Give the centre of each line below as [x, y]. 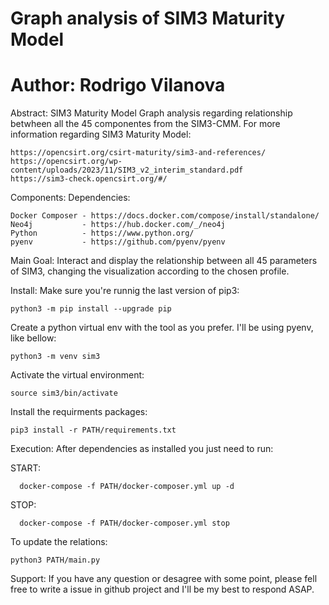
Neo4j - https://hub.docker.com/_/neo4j [118, 225]
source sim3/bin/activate [64, 393]
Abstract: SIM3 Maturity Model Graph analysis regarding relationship [151, 113]
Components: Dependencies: [70, 198]
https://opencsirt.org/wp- [66, 162]
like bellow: [33, 338]
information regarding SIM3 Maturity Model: [101, 134]
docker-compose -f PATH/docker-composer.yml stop [124, 523]
